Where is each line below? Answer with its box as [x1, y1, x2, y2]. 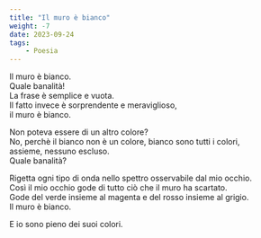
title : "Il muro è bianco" [9, 13, 111, 22]
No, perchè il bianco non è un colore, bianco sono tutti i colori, [9, 137, 240, 147]
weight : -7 [9, 22, 50, 31]
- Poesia [25, 47, 58, 56]
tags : [9, 38, 30, 48]
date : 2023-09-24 [9, 30, 75, 39]
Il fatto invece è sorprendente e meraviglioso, [9, 100, 177, 110]
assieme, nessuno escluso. [9, 145, 110, 157]
